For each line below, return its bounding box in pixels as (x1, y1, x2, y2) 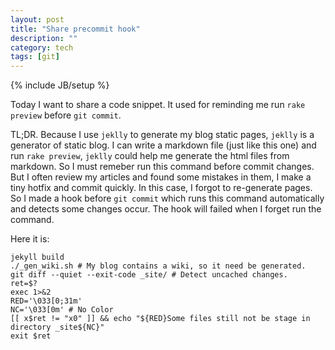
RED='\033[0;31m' (10, 296, 83, 306)
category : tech (10, 42, 74, 53)
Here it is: (10, 233, 50, 245)
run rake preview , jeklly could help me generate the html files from (10, 150, 290, 162)
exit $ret (10, 331, 52, 341)
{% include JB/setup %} (10, 79, 110, 91)
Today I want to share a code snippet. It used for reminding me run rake (10, 99, 306, 111)
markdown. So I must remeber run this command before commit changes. (10, 161, 315, 173)
